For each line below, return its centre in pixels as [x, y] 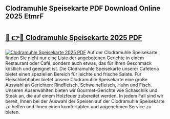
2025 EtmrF [25, 17]
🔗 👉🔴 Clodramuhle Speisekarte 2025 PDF [74, 38]
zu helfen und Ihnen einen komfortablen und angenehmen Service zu [78, 106]
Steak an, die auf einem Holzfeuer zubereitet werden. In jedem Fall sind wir [84, 96]
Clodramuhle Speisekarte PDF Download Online [83, 8]
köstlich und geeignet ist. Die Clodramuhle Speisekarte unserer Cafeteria [82, 69]
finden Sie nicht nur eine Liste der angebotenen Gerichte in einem [75, 58]
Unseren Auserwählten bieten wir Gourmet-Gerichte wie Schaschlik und [81, 90]
